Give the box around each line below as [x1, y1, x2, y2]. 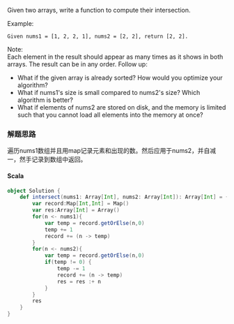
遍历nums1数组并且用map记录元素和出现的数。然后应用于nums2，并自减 [7, 147, 217, 155]
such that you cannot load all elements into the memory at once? [17, 111, 203, 119]
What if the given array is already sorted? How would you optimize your [17, 73, 223, 82]
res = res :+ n [56, 278, 101, 285]
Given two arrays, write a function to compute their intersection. [7, 6, 191, 14]
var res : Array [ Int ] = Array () [32, 207, 120, 214]
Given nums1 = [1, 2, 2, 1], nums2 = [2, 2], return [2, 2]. [7, 33, 189, 40]
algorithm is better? [17, 96, 73, 104]
